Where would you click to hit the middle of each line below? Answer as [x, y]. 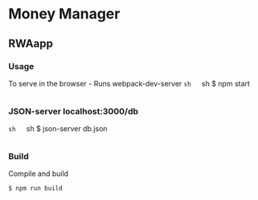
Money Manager [64, 14]
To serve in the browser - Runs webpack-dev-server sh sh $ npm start [129, 83]
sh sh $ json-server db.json [58, 129]
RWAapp [31, 44]
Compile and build [39, 174]
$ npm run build [35, 189]
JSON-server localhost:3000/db [74, 111]
